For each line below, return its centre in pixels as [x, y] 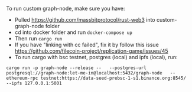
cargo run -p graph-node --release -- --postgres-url [76, 68]
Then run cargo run [38, 38]
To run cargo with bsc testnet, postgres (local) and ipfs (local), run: [96, 57]
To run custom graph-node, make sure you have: [66, 8]
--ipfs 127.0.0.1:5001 [34, 83]
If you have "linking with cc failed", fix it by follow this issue [87, 45]
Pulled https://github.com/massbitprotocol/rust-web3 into [85, 20]
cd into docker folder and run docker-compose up [74, 32]
